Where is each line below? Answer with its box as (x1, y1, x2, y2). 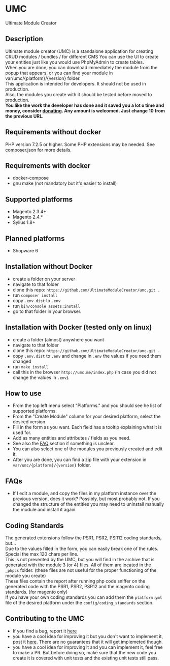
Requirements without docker (5, 128, 101, 136)
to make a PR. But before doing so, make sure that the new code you (12, 649, 156, 655)
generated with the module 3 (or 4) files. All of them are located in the (5, 562, 151, 568)
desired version (12, 419, 46, 425)
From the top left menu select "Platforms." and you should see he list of (12, 402, 162, 409)
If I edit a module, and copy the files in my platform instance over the (12, 490, 156, 497)
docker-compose (12, 175, 49, 181)
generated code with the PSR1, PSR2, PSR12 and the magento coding (5, 584, 150, 590)
